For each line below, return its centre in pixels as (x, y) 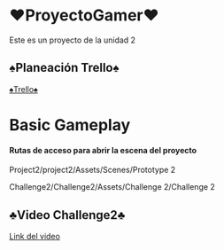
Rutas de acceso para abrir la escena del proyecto (103, 150)
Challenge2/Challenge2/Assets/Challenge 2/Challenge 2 (112, 187)
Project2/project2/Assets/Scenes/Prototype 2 (93, 170)
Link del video (35, 236)
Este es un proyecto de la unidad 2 (72, 40)
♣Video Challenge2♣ (67, 215)
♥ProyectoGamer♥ (84, 16)
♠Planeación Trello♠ (64, 68)
